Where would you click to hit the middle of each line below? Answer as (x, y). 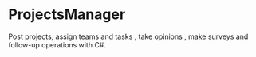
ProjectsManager (67, 15)
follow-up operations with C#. (57, 44)
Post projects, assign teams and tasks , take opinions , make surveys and (128, 36)
